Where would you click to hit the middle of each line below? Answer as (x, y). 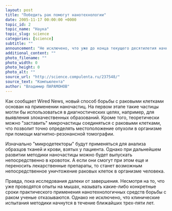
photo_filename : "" (26, 58)
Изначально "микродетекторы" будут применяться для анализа (76, 144)
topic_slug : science (27, 34)
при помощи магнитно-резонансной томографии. (60, 133)
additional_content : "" (31, 53)
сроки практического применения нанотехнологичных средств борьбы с (86, 192)
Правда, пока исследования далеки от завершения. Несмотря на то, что (85, 181)
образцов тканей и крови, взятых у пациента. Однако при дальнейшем (83, 149)
